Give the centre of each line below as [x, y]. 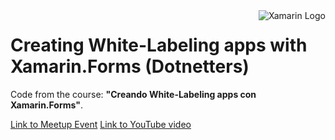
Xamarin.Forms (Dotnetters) [130, 66]
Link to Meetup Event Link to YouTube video [101, 124]
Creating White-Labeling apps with [159, 45]
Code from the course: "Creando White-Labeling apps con [133, 94]
